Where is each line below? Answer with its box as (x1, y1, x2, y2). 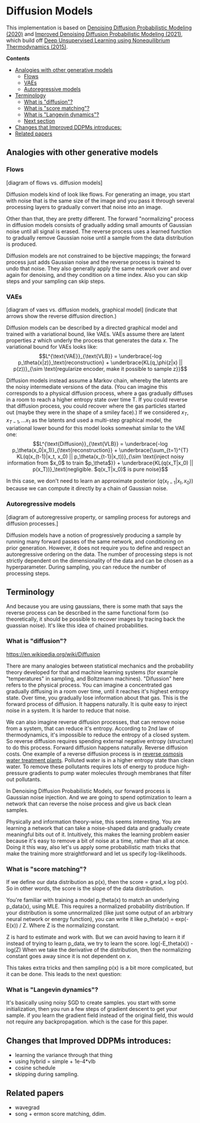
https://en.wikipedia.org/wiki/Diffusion (6, 650, 100, 657)
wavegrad (14, 1104, 40, 1111)
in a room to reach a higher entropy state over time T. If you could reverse (6, 396, 188, 403)
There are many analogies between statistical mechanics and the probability (6, 662, 194, 669)
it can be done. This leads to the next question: (6, 971, 122, 978)
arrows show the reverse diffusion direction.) (6, 312, 117, 319)
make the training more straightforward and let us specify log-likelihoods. (6, 850, 187, 857)
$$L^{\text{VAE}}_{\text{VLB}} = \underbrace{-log (38, 352, 162, 360)
